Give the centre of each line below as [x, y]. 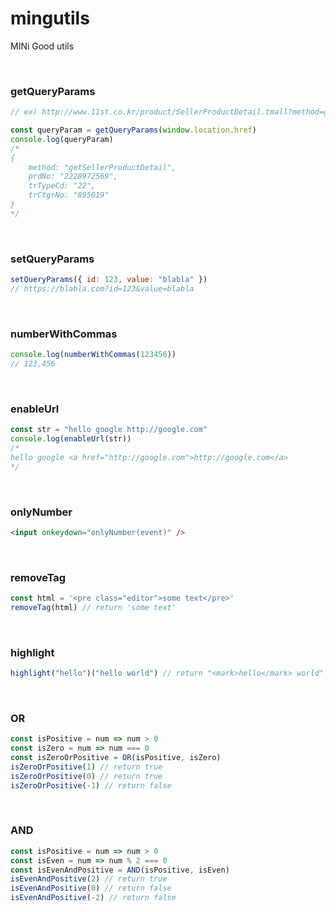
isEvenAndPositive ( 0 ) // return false [91, 888]
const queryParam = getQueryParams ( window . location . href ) [133, 130]
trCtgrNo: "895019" [69, 195]
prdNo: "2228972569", [73, 177]
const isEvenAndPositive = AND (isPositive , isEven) [120, 870]
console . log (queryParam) [62, 139]
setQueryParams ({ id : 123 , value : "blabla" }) [109, 280]
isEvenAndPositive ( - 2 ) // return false [93, 898]
